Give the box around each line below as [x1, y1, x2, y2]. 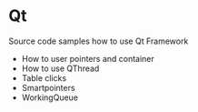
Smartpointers [21, 82, 75, 93]
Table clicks [21, 72, 67, 83]
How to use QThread [21, 63, 100, 74]
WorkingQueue [21, 92, 79, 103]
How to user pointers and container [21, 53, 155, 64]
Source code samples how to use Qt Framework [8, 36, 189, 46]
